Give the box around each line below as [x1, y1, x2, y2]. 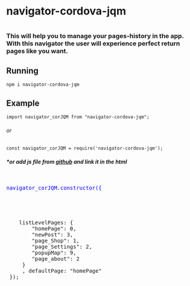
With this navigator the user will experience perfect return [6, 39, 180, 48]
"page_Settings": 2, [31, 243, 92, 250]
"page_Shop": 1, [31, 237, 80, 244]
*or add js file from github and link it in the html [6, 158, 127, 165]
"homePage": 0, [31, 225, 77, 232]
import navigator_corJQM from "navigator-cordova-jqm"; [6, 114, 150, 120]
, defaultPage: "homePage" [22, 267, 102, 275]
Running [6, 65, 39, 76]
